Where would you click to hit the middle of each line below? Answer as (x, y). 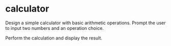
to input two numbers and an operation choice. (55, 28)
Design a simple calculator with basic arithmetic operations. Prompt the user (86, 23)
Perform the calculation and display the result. (54, 38)
